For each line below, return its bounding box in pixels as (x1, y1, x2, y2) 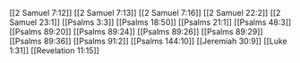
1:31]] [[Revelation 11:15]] (9, 45, 100, 56)
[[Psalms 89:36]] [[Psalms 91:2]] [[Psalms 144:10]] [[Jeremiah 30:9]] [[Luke (9, 35, 288, 46)
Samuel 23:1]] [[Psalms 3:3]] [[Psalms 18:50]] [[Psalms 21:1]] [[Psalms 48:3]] (9, 17, 292, 28)
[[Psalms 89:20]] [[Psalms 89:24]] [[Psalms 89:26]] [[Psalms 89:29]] (9, 27, 263, 36)
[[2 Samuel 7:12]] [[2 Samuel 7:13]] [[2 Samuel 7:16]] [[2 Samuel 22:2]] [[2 (9, 8, 281, 18)
